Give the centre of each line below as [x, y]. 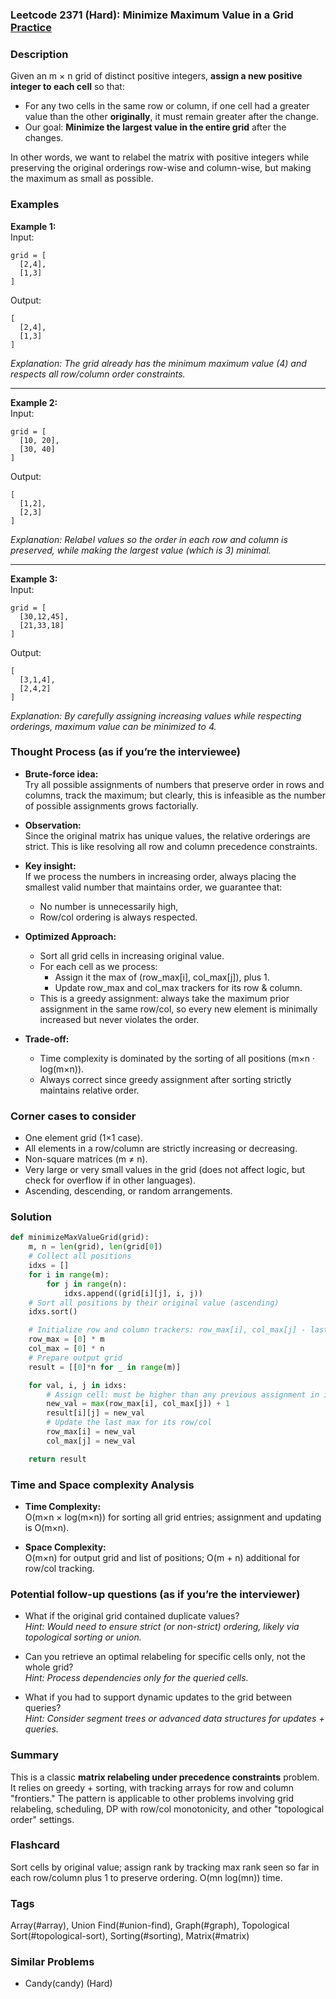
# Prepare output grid [75, 1358]
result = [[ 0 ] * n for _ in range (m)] [105, 1367]
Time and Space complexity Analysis [102, 1485]
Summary [35, 1755]
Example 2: [34, 402]
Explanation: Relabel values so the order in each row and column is [149, 539]
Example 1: [33, 226]
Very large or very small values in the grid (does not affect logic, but [165, 1170]
